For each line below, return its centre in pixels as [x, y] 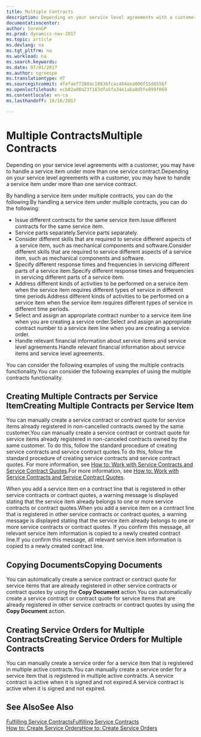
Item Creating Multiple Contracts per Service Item [100, 405]
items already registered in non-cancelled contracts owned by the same [95, 427]
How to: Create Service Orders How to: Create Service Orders [82, 728]
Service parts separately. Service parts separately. [77, 232]
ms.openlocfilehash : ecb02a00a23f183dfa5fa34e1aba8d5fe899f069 [87, 90]
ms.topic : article [29, 39]
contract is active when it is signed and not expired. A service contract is [95, 682]
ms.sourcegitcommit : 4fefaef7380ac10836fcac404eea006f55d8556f [87, 84]
